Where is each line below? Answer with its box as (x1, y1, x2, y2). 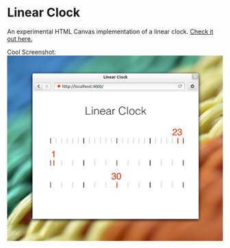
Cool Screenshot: (7, 48, 56, 56)
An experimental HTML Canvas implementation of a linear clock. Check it (7, 27, 214, 36)
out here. (7, 34, 33, 42)
